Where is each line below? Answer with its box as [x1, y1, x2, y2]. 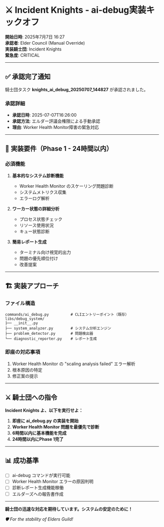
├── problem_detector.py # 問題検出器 [5, 331, 94, 336]
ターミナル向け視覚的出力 [19, 249, 71, 255]
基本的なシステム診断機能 [12, 173, 64, 178]
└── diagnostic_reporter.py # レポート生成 [5, 336, 97, 341]
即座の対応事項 [5, 349, 41, 355]
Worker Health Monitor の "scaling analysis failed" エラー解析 [12, 361, 136, 367]
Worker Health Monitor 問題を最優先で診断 [12, 424, 100, 429]
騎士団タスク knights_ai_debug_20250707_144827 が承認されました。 [5, 86, 148, 92]
